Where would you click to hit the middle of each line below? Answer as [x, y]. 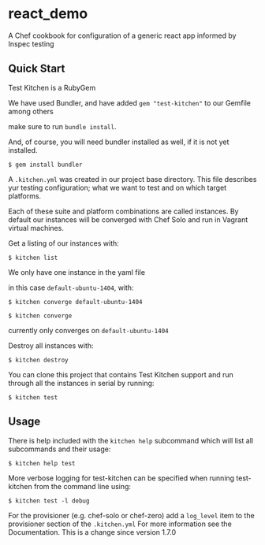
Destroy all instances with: [51, 345]
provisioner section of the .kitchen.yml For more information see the [120, 524]
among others [31, 111]
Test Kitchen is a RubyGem [52, 87]
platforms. [25, 196]
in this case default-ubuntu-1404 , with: [71, 287]
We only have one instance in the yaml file [77, 272]
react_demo [48, 14]
